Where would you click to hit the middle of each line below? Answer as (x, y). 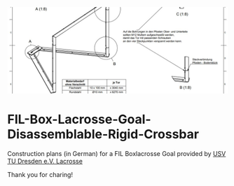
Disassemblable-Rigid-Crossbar (103, 135)
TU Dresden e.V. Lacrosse (45, 161)
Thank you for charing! (40, 174)
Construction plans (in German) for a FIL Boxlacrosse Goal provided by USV (117, 153)
